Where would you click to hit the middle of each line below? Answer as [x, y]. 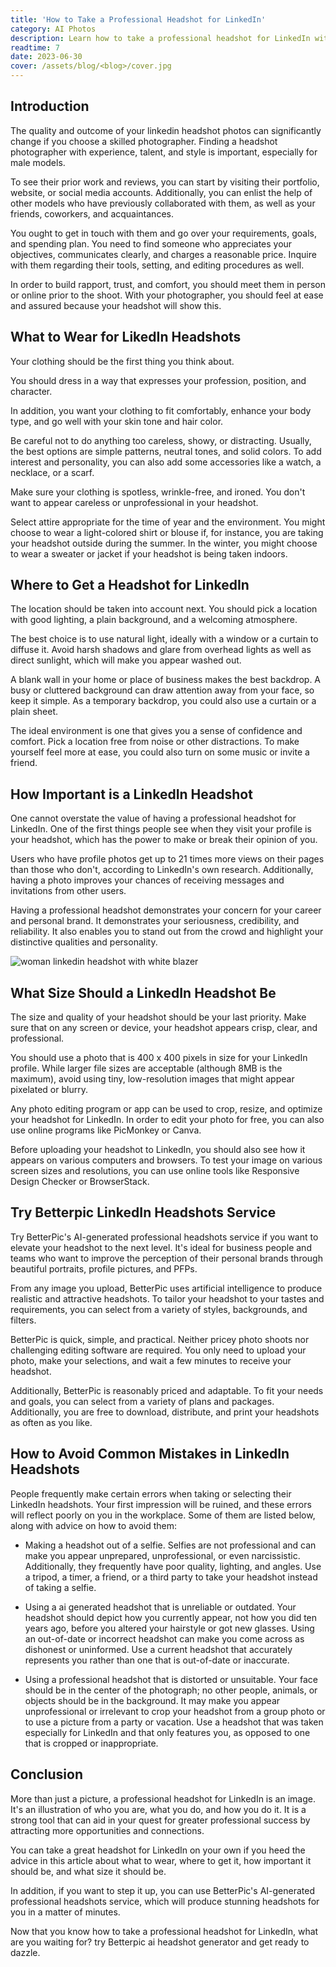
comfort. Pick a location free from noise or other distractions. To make [155, 742]
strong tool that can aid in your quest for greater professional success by [160, 1820]
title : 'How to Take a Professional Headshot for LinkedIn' [138, 19]
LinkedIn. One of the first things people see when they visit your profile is [161, 829]
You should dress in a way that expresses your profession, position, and [158, 380]
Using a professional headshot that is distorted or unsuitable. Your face [171, 1679]
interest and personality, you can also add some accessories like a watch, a [166, 462]
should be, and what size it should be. [88, 1871]
